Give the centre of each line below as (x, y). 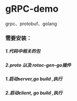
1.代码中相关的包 (23, 51)
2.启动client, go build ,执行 (34, 93)
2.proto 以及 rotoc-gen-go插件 (38, 65)
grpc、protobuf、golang (31, 23)
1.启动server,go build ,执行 (34, 79)
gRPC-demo (32, 9)
